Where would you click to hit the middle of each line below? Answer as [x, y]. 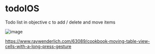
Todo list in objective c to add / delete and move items [60, 22]
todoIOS [22, 9]
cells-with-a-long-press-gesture [38, 46]
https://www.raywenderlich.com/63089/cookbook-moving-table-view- [77, 41]
